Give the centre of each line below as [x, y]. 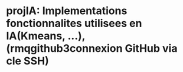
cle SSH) [27, 61]
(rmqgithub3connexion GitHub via [92, 49]
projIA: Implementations [67, 11]
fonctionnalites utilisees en [74, 23]
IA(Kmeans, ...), [46, 36]
